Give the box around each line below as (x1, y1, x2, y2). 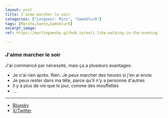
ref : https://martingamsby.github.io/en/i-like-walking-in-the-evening (5, 30, 157, 35)
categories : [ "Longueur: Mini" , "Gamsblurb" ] (5, 16, 101, 21)
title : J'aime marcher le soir (5, 12, 70, 17)
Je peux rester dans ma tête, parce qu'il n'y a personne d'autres (12, 78, 145, 84)
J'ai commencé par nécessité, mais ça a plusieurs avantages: (5, 63, 132, 69)
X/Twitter (12, 108, 31, 114)
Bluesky (12, 103, 29, 109)
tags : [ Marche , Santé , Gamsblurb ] (5, 21, 72, 26)
